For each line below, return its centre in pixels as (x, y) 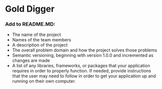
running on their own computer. (44, 81)
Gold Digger (30, 9)
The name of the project (36, 35)
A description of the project (40, 45)
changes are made (31, 61)
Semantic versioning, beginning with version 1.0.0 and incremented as (83, 55)
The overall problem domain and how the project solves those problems (85, 50)
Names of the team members (42, 40)
